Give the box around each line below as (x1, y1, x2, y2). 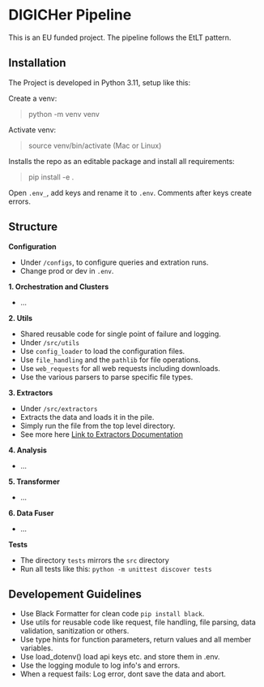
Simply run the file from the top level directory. (19, 421, 176, 430)
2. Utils (8, 313, 33, 322)
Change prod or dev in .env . (19, 266, 114, 275)
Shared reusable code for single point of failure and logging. (19, 329, 221, 339)
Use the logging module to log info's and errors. (19, 660, 181, 671)
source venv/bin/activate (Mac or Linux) (28, 140, 162, 150)
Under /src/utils (19, 337, 80, 347)
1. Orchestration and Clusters (8, 282, 109, 292)
